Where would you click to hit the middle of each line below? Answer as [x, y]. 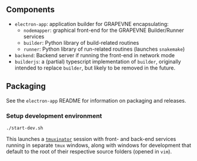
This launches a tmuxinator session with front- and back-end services [91, 139]
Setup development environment [54, 116]
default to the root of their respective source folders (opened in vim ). [89, 151]
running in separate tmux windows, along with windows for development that [99, 145]
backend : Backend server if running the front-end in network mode [95, 55]
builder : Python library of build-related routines [81, 42]
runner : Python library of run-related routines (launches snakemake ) [104, 49]
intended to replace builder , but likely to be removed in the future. [95, 68]
